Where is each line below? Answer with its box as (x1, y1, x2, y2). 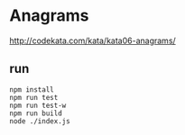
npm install (9, 85, 54, 94)
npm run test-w (9, 101, 67, 110)
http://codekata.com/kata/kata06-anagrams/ (9, 35, 176, 46)
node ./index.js (9, 116, 70, 126)
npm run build (9, 109, 63, 118)
